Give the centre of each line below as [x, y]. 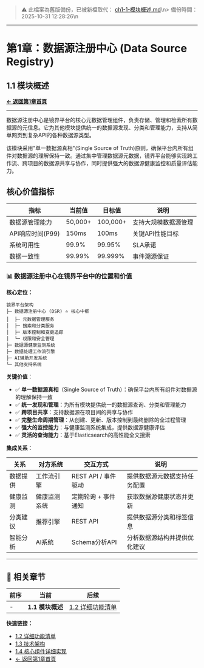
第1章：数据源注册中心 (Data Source [97, 49]
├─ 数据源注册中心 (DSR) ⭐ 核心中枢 [48, 312]
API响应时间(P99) [35, 233]
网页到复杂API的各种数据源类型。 [53, 135]
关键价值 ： [20, 377]
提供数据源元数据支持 [157, 476]
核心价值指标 [30, 192]
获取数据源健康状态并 [157, 497]
